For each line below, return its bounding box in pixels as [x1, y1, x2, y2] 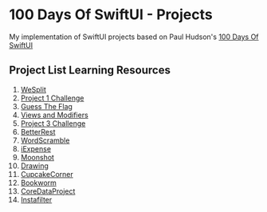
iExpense [20, 143, 51, 153]
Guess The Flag [20, 101, 73, 111]
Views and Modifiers [20, 110, 88, 120]
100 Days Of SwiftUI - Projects [9, 6, 214, 24]
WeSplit [20, 84, 46, 94]
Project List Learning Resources [9, 64, 171, 77]
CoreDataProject [20, 186, 76, 196]
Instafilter [20, 194, 53, 204]
